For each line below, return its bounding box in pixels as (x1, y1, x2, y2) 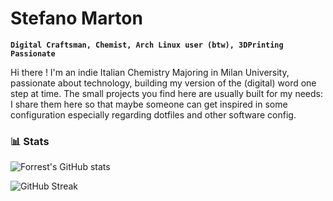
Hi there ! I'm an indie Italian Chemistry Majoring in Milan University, (10, 66, 290, 78)
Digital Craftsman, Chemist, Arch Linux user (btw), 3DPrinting (10, 40, 284, 50)
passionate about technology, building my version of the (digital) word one (10, 77, 317, 89)
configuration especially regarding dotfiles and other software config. (10, 108, 297, 121)
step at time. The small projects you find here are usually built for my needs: (10, 87, 324, 99)
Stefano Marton (10, 7, 143, 30)
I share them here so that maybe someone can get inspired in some (10, 98, 288, 110)
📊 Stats (10, 134, 50, 148)
